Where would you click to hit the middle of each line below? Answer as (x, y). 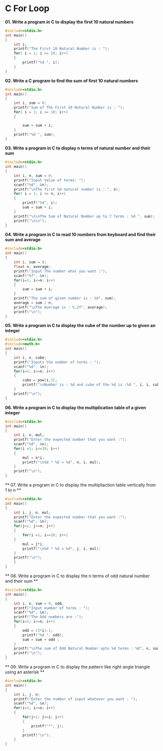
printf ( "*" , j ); (47, 726)
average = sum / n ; (33, 303)
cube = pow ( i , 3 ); (40, 380)
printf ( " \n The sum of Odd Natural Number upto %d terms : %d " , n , (82, 649)
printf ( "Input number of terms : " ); (52, 608)
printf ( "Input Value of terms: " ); (50, 180)
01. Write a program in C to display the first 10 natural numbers (69, 22)
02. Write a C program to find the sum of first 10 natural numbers (72, 81)
